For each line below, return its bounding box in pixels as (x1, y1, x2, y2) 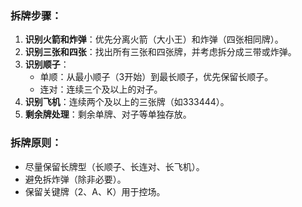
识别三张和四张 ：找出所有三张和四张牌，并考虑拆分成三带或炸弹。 (24, 46, 297, 58)
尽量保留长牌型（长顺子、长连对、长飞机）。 (24, 160, 205, 172)
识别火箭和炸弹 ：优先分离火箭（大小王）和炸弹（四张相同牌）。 (24, 33, 284, 46)
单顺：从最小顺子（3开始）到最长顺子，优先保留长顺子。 (39, 71, 274, 83)
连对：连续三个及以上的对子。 (39, 83, 163, 96)
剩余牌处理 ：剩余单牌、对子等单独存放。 (24, 108, 192, 121)
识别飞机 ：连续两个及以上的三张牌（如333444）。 (24, 96, 230, 108)
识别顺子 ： (24, 58, 70, 71)
